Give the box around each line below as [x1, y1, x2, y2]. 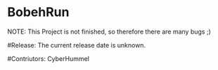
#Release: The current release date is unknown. [7, 41, 146, 49]
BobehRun [7, 4, 70, 20]
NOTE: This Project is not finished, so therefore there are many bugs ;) [7, 27, 211, 36]
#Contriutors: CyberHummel [7, 54, 90, 63]
